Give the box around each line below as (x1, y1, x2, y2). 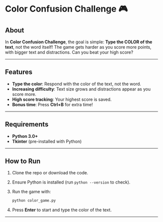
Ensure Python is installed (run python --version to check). (12, 179, 130, 185)
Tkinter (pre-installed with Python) (12, 138, 82, 144)
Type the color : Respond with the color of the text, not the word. (12, 81, 142, 87)
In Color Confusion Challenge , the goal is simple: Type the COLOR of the (5, 39, 153, 45)
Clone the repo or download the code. (12, 170, 88, 176)
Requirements (5, 120, 49, 129)
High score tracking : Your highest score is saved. (12, 96, 112, 102)
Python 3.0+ (12, 133, 38, 139)
